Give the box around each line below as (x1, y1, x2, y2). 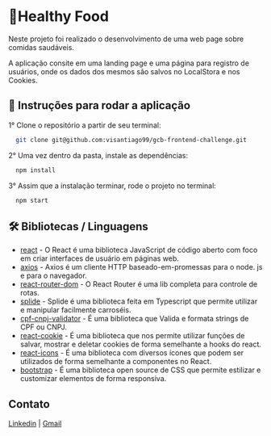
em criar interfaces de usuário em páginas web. (19, 254, 180, 263)
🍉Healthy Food (8, 7, 109, 26)
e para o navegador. (19, 270, 87, 281)
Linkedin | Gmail (8, 419, 62, 428)
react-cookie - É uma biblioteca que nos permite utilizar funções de (19, 331, 245, 341)
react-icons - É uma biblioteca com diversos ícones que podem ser (19, 348, 244, 358)
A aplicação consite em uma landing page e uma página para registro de (8, 58, 250, 68)
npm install (15, 166, 56, 174)
